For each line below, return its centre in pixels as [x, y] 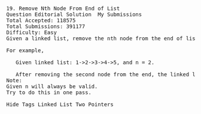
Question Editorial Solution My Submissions [74, 14]
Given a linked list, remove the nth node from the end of [95, 38]
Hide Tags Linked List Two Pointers [60, 104]
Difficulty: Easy [31, 32]
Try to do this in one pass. [49, 92]
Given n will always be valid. [52, 86]
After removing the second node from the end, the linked [103, 74]
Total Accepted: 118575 [41, 20]
